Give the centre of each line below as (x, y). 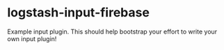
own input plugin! (32, 38)
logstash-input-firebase (78, 13)
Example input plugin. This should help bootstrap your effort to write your (112, 32)
